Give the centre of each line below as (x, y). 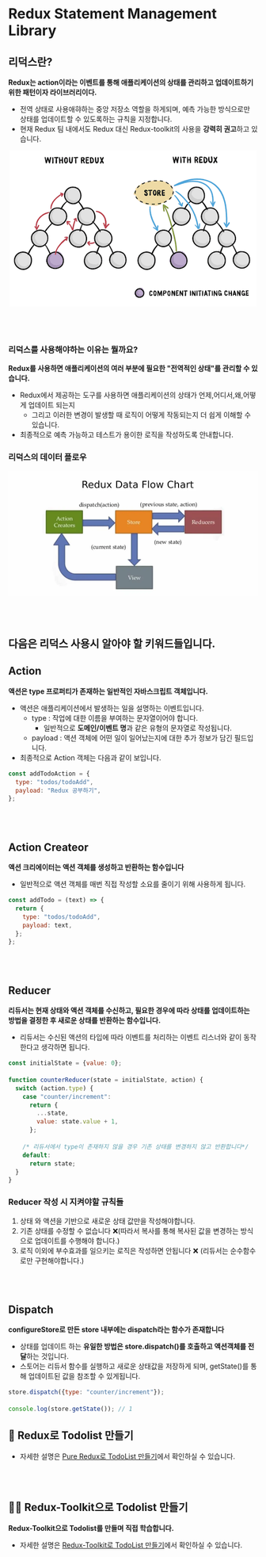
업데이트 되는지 (51, 405)
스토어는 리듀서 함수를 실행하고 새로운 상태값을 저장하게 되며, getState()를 (134, 1366)
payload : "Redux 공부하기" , (58, 790)
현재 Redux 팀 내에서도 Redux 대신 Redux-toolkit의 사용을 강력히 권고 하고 (135, 129)
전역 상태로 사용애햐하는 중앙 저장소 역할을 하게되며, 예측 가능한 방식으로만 (135, 109)
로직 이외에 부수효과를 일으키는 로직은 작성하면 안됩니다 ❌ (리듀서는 (124, 1250)
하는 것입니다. (47, 1356)
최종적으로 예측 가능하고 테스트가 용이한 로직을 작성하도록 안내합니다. (126, 435)
